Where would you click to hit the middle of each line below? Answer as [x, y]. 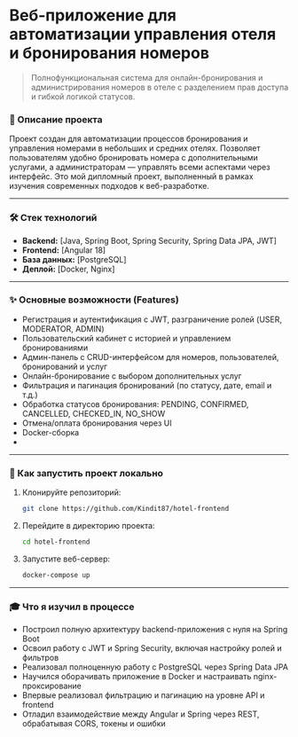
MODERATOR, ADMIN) [63, 328]
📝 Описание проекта [56, 119]
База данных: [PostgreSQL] [74, 259]
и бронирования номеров [110, 53]
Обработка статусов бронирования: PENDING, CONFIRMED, [135, 404]
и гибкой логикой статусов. [83, 96]
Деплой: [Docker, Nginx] [68, 269]
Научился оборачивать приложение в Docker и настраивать [137, 677]
